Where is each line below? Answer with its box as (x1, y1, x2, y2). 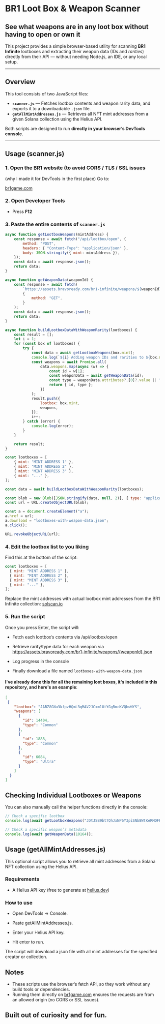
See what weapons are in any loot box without (5, 23, 149, 31)
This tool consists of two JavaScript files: (5, 90, 88, 96)
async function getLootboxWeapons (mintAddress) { (5, 232, 109, 237)
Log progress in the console (12, 658, 69, 664)
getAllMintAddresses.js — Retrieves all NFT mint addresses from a (12, 111, 149, 117)
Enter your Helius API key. (12, 930, 65, 935)
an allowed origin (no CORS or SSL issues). (12, 996, 100, 1002)
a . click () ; (5, 522, 27, 528)
